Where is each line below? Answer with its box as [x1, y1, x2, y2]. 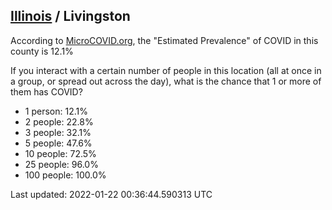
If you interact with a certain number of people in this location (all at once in [10, 64, 322, 76]
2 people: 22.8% [24, 115, 94, 128]
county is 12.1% [10, 45, 74, 57]
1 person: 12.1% [24, 105, 88, 117]
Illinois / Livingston [10, 8, 131, 25]
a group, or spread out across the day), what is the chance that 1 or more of [10, 75, 322, 87]
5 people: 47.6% [24, 137, 93, 149]
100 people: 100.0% [24, 169, 107, 181]
